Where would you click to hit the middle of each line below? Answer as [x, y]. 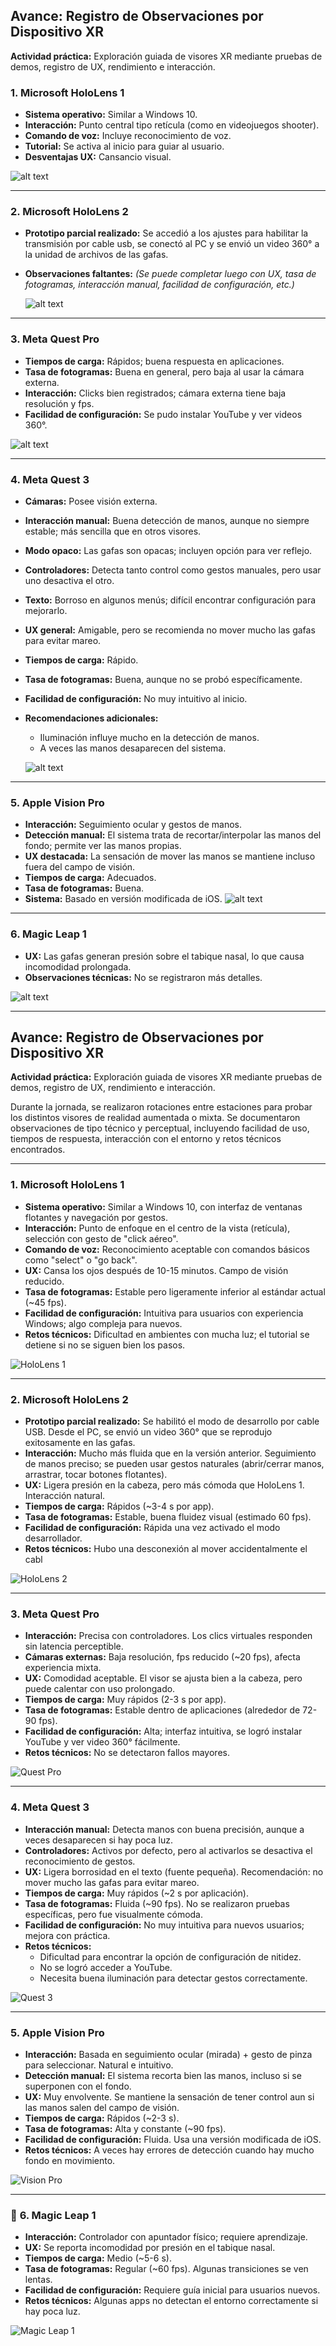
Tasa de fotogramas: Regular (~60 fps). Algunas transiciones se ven [166, 2269]
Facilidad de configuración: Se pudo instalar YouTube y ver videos [163, 414]
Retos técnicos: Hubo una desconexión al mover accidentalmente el [166, 1548]
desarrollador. [53, 1538]
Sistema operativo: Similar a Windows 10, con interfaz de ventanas [163, 1206]
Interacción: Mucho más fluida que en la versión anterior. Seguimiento [170, 1453]
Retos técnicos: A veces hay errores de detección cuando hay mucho [169, 2150]
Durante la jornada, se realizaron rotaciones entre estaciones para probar [161, 1107]
